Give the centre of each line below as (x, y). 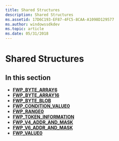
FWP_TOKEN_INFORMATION (43, 117)
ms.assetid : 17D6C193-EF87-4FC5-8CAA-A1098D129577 (60, 19)
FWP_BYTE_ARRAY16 (36, 95)
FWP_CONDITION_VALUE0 (41, 106)
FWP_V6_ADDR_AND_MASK (43, 128)
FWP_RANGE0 (28, 111)
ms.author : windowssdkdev (32, 24)
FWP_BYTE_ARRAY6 (35, 90)
